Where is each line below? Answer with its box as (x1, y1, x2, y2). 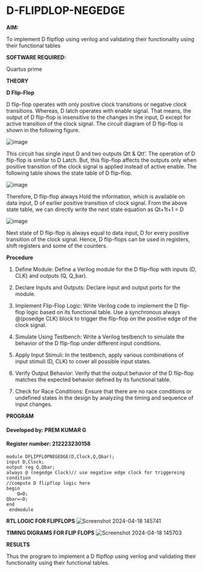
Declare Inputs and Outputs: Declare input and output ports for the (14, 283, 181, 291)
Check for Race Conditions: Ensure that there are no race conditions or (14, 388, 192, 395)
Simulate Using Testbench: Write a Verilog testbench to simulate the (14, 333, 185, 340)
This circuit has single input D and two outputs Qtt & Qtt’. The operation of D (6, 150, 195, 157)
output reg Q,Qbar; (6, 464, 56, 470)
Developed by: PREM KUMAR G (6, 426, 86, 434)
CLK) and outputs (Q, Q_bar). (14, 272, 88, 279)
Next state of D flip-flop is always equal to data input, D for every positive (6, 229, 189, 237)
